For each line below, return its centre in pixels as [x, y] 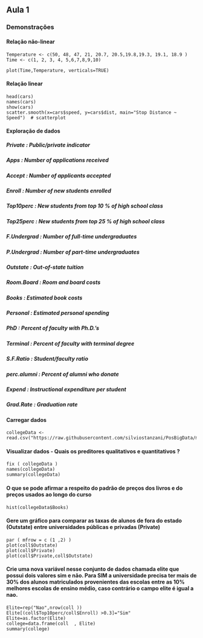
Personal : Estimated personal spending [58, 313]
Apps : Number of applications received [57, 160]
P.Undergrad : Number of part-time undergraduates [73, 252]
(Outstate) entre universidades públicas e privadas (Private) [83, 527]
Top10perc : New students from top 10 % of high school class [85, 206]
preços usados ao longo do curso [49, 495]
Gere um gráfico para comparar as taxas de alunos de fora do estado [94, 521]
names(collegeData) [31, 469]
